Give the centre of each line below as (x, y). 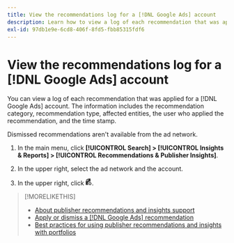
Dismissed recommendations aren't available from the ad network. (103, 134)
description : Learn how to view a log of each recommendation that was (113, 22)
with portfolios (55, 233)
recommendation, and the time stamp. (62, 121)
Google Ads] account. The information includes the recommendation (106, 106)
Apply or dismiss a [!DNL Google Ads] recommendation (114, 218)
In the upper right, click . (55, 183)
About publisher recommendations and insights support (115, 210)
